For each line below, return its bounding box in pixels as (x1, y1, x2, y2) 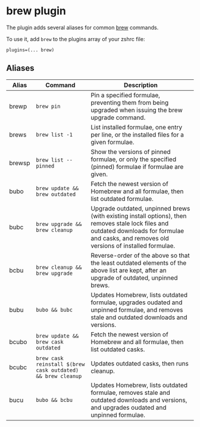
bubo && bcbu (35, 397, 73, 403)
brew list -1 (35, 131, 73, 138)
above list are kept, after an (90, 266, 167, 274)
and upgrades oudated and (90, 403, 167, 411)
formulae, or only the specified (90, 155, 177, 163)
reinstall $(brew (35, 361, 85, 367)
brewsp (9, 159, 30, 167)
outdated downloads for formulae (90, 227, 185, 235)
